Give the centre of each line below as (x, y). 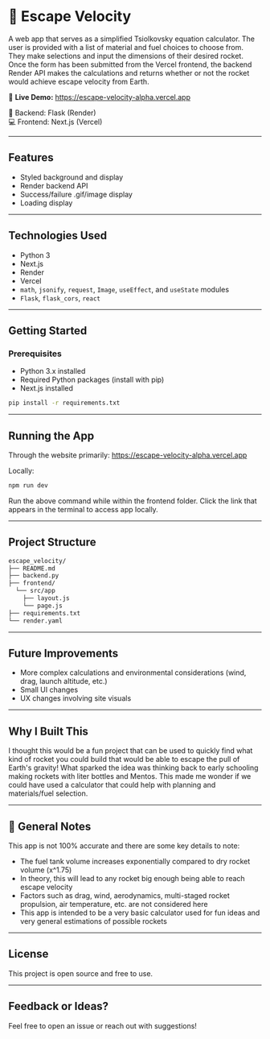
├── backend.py (34, 576)
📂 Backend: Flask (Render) (52, 113)
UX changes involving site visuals (76, 698)
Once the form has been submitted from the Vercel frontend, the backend (130, 64)
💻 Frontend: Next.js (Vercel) (55, 122)
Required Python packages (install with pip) (92, 380)
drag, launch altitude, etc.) (63, 681)
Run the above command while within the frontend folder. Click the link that (133, 501)
